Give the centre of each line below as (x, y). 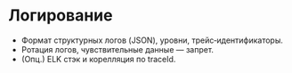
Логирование (61, 16)
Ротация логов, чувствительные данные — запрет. (118, 49)
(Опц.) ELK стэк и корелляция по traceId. (98, 59)
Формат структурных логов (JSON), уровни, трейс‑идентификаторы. (152, 40)
